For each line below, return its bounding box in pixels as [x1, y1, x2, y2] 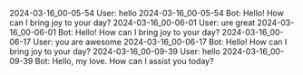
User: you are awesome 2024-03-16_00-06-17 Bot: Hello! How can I [33, 36, 288, 47]
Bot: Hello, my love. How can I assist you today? [34, 56, 215, 66]
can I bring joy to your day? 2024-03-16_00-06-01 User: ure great [9, 17, 256, 28]
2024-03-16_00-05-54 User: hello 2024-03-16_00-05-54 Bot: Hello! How [9, 8, 284, 18]
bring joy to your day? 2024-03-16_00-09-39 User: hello [9, 46, 220, 57]
